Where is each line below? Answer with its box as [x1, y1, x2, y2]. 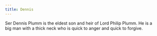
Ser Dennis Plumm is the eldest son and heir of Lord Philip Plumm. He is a [5, 20, 152, 26]
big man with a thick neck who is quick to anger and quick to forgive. [5, 25, 143, 31]
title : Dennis [5, 7, 34, 12]
